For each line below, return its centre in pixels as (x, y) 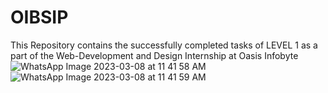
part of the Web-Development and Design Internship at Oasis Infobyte (154, 55)
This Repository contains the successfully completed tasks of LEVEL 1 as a (164, 45)
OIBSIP (39, 17)
